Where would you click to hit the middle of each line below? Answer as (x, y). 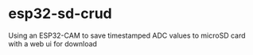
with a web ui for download (53, 43)
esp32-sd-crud (60, 14)
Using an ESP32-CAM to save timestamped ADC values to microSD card (127, 35)
